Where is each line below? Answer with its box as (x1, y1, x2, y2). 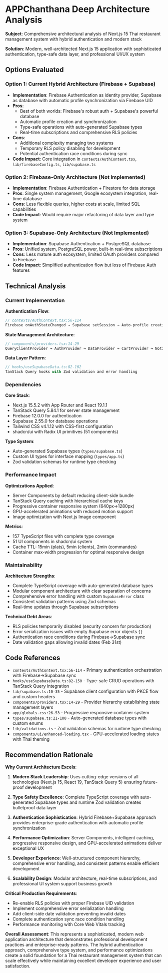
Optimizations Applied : (5, 482, 54, 489)
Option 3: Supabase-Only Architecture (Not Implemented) (5, 229, 149, 236)
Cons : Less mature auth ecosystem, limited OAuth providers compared (12, 251, 159, 257)
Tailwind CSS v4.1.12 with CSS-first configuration (12, 423, 113, 429)
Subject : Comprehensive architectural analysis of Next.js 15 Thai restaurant (5, 31, 161, 37)
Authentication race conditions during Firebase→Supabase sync (12, 634, 145, 640)
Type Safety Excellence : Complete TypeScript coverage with (12, 794, 139, 800)
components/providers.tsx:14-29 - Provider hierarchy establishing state (12, 699, 160, 705)
